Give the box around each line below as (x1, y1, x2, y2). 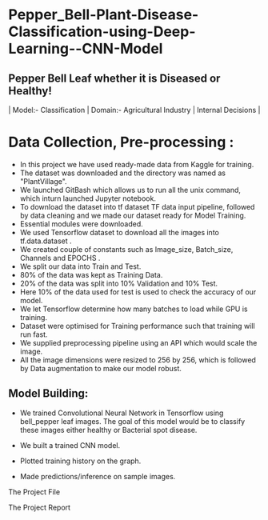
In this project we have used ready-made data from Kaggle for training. (19, 159, 254, 169)
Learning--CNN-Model (8, 40, 163, 58)
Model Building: (8, 386, 89, 401)
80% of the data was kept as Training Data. (19, 270, 163, 279)
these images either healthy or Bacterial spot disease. (19, 425, 198, 434)
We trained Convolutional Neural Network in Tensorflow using (19, 408, 224, 418)
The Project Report (8, 502, 70, 512)
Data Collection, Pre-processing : (8, 134, 234, 151)
